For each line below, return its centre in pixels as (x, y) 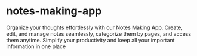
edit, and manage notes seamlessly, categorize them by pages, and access (99, 33)
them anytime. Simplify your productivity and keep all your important (90, 40)
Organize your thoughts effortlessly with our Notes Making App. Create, (95, 27)
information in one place (36, 46)
